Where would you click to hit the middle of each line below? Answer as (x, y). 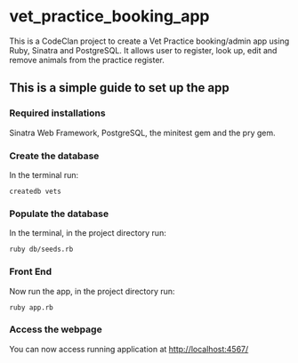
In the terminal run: (44, 174)
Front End (31, 271)
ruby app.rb (31, 307)
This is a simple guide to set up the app (119, 88)
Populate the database (59, 214)
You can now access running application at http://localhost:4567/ (129, 349)
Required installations (57, 113)
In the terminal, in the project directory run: (88, 233)
